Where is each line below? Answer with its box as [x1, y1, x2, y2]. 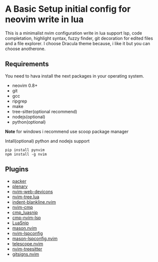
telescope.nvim [12, 240, 44, 246]
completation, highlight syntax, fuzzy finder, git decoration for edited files [5, 35, 153, 41]
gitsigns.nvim [12, 251, 39, 257]
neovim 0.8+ [12, 82, 38, 88]
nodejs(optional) [12, 114, 45, 120]
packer [12, 178, 27, 184]
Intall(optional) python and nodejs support [5, 138, 90, 144]
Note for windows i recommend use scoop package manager [5, 129, 129, 134]
